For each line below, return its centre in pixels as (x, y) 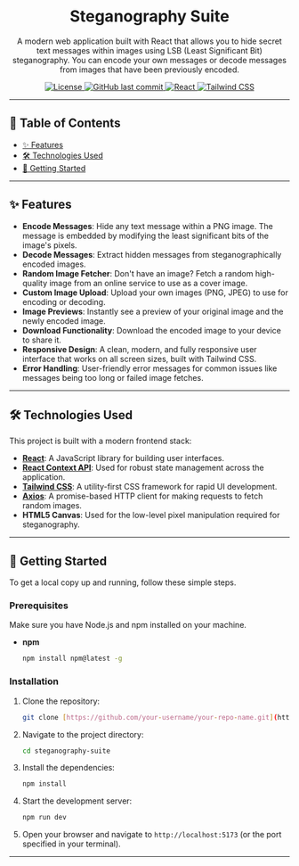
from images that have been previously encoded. (149, 70)
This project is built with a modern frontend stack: (101, 441)
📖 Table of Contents (65, 124)
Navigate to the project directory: (83, 734)
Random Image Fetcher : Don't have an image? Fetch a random (137, 273)
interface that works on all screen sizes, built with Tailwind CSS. (139, 359)
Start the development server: (77, 801)
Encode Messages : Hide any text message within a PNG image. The (147, 226)
